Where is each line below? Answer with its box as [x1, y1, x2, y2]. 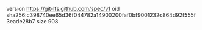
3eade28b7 [6, 18, 35, 25]
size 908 [36, 18, 59, 25]
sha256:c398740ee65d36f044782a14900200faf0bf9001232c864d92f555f [6, 11, 197, 19]
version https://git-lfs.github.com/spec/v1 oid [6, 5, 120, 12]
